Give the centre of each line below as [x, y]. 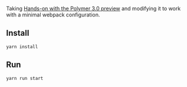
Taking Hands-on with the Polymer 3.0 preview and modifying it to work [93, 9]
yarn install [22, 46]
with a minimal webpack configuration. [53, 15]
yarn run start [25, 78]
